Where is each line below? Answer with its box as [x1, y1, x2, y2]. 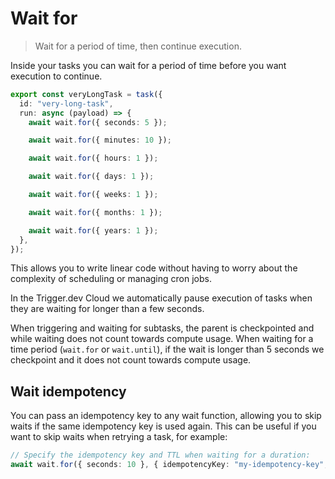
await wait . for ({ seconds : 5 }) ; [28, 117, 168, 127]
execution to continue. [10, 70, 103, 82]
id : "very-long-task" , [19, 98, 114, 109]
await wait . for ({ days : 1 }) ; [28, 172, 155, 182]
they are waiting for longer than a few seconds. [10, 303, 205, 315]
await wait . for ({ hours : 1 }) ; [28, 153, 159, 164]
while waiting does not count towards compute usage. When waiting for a [10, 333, 314, 345]
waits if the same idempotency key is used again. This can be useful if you [10, 420, 317, 432]
